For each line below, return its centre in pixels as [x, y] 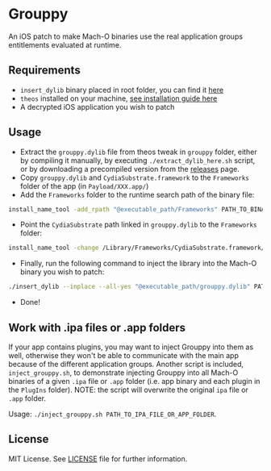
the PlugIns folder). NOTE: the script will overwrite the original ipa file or [128, 390]
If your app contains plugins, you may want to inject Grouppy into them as [131, 347]
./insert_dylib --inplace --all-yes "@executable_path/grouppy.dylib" [129, 287]
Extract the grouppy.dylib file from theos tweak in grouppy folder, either [138, 152]
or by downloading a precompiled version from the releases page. [129, 169]
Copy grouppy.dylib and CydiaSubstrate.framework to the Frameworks [135, 177]
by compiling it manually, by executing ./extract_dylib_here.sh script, [138, 160]
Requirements [44, 71]
